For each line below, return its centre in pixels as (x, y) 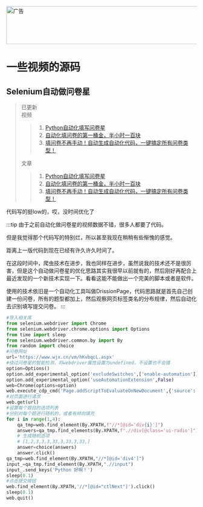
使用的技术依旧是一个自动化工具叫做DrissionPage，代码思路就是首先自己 (97, 291)
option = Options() (28, 368)
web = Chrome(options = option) (42, 385)
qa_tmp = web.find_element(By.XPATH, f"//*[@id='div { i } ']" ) (90, 425)
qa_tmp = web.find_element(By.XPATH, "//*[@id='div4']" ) (76, 459)
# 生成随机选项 (34, 436)
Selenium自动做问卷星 (48, 91)
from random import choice (40, 346)
